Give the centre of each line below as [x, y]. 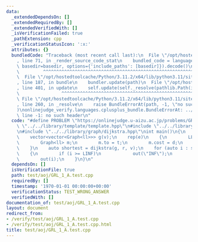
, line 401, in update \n [47, 88]
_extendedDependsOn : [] [40, 17]
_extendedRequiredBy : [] [42, 22]
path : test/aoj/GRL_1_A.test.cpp [52, 176]
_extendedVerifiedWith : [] [44, 28]
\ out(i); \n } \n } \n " [55, 159]
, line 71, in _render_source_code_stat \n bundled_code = [93, 60]
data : [13, 11]
